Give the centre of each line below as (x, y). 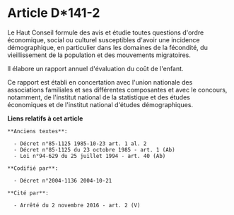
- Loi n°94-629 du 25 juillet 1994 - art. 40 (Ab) (90, 156)
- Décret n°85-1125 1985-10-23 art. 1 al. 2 (80, 143)
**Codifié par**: (33, 168)
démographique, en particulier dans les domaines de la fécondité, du (108, 47)
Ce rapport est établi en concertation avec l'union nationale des (100, 82)
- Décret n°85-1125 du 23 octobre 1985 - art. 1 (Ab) (94, 149)
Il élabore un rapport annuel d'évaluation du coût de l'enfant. (95, 68)
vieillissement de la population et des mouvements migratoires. (99, 55)
